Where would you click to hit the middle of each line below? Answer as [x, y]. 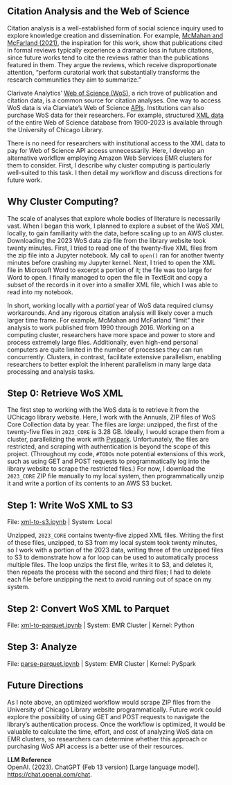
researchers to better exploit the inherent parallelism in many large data [109, 364]
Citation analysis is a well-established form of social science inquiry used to [115, 28]
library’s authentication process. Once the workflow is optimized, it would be [116, 724]
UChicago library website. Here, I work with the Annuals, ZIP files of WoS [111, 417]
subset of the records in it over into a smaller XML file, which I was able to [113, 285]
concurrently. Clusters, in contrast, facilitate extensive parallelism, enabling [114, 357]
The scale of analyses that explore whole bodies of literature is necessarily [114, 218]
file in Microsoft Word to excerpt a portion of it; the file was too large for [110, 270]
